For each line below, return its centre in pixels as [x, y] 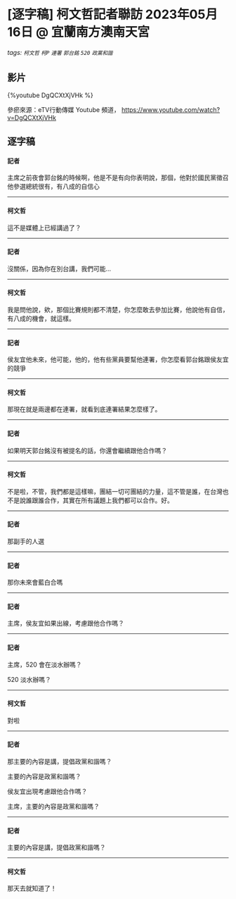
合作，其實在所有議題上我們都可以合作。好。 [109, 500]
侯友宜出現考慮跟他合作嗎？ [47, 792]
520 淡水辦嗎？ [29, 679]
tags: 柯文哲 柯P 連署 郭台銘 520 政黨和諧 [60, 52]
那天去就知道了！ [32, 888]
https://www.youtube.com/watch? [171, 109]
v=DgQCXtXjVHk [32, 118]
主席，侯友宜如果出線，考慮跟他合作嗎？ [66, 624]
